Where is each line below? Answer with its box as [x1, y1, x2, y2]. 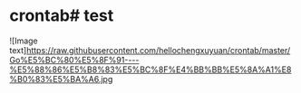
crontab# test [9, 5, 114, 26]
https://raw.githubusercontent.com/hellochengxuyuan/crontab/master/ [25, 44, 291, 55]
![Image [9, 35, 38, 46]
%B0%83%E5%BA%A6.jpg [9, 73, 113, 84]
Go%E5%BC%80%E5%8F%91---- [9, 54, 140, 65]
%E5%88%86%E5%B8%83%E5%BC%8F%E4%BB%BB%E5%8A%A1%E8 [9, 64, 292, 75]
